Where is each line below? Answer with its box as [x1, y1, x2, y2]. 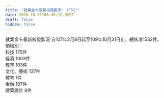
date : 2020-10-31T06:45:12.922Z [5, 12, 74, 17]
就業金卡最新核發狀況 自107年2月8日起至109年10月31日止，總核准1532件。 [5, 36, 162, 42]
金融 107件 [5, 81, 28, 87]
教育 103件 [5, 62, 28, 68]
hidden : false [5, 21, 36, 27]
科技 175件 [5, 49, 27, 55]
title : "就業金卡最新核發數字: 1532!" [5, 7, 80, 13]
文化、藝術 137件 [5, 68, 41, 75]
